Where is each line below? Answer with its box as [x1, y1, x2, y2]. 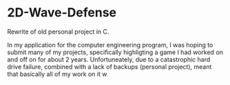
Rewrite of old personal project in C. [7, 27, 109, 36]
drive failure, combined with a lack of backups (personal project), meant [7, 62, 212, 71]
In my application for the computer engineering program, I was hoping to [7, 40, 213, 49]
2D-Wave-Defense [7, 5, 117, 21]
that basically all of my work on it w [7, 70, 107, 78]
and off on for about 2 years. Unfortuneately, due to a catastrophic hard [7, 55, 211, 63]
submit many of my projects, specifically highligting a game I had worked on [7, 48, 224, 56]
